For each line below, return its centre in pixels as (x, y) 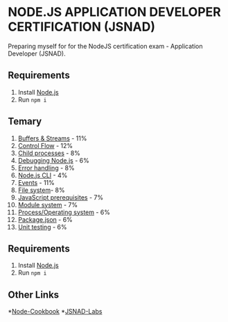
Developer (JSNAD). (37, 54)
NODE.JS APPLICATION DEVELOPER (114, 12)
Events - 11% (36, 182)
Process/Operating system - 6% (64, 212)
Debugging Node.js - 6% (53, 160)
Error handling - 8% (46, 168)
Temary (25, 121)
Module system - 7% (48, 204)
